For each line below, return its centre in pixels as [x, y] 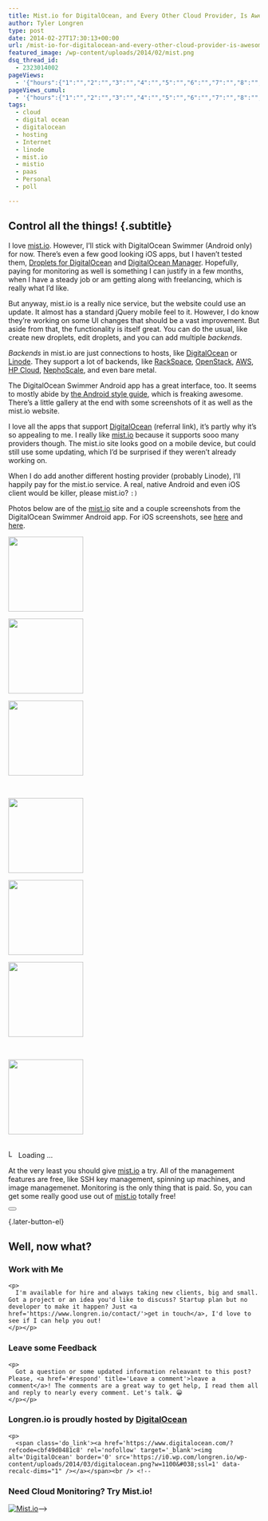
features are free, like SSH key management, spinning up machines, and [127, 1179]
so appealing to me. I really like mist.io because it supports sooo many [124, 435]
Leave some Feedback [53, 1348]
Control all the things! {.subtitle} [91, 226]
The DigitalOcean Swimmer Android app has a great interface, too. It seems [132, 385]
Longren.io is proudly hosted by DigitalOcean [98, 1419]
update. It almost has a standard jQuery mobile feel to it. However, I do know [134, 312]
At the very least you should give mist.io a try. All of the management [122, 1170]
